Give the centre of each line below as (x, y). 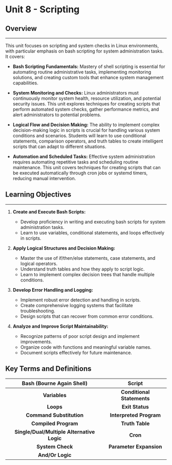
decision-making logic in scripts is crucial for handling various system (86, 130)
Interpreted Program (135, 415)
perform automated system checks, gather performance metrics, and (86, 109)
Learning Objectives (38, 195)
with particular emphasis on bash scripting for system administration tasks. (84, 51)
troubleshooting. (38, 311)
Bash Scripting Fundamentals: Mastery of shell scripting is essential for (89, 66)
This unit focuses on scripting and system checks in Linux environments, (82, 46)
